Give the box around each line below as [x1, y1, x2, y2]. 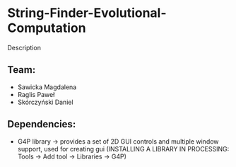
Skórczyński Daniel [17, 98, 73, 106]
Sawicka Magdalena [17, 83, 77, 91]
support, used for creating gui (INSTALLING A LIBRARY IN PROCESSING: [17, 144, 230, 153]
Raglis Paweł [17, 90, 55, 98]
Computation [7, 20, 86, 36]
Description [7, 43, 41, 52]
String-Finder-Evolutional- [7, 5, 167, 21]
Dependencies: [7, 118, 76, 130]
